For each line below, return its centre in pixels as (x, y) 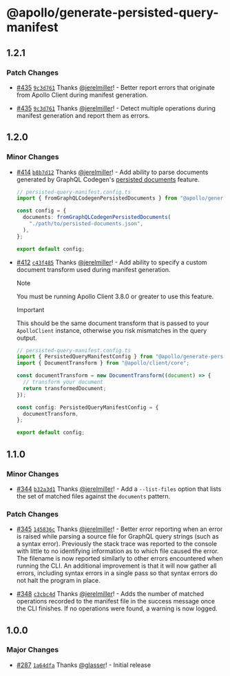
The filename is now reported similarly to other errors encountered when (119, 559)
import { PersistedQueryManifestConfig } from (84, 357)
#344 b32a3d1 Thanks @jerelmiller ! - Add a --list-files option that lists (119, 489)
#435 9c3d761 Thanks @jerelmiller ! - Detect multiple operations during (116, 108)
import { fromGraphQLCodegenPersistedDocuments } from (97, 198)
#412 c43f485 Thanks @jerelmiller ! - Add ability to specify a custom (112, 262)
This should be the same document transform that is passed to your (113, 323)
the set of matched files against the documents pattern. (93, 496)
